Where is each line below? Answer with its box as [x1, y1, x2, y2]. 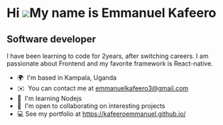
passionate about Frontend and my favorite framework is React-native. [6, 59, 214, 68]
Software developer [6, 33, 97, 45]
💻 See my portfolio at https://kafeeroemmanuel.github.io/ [16, 109, 186, 118]
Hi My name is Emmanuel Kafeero [6, 5, 217, 21]
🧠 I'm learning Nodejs [16, 94, 82, 102]
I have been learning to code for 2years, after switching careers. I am [6, 52, 209, 60]
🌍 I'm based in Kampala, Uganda [16, 73, 117, 82]
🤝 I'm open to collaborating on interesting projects [16, 102, 165, 110]
